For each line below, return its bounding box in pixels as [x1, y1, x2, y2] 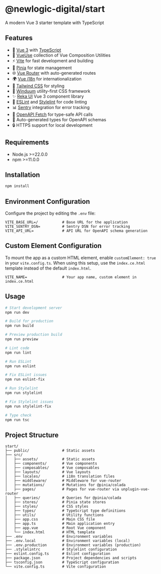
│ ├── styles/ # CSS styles [5, 504, 89, 509]
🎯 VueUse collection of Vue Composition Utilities [12, 52, 111, 58]
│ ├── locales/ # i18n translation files [5, 474, 115, 479]
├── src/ [5, 453, 23, 458]
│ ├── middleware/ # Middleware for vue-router [5, 478, 121, 483]
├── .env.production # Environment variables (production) [5, 543, 141, 548]
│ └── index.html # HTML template [5, 530, 95, 535]
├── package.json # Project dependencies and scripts [5, 556, 137, 561]
